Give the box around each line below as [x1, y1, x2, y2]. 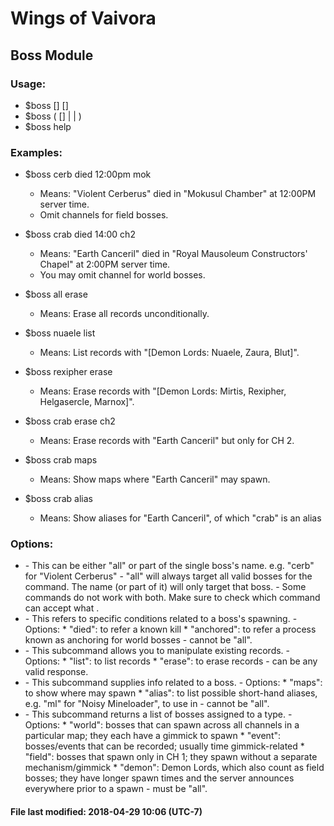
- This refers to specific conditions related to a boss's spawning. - [24, 613, 298, 625]
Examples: [10, 145, 63, 159]
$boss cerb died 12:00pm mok [24, 168, 152, 181]
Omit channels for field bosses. [39, 209, 169, 221]
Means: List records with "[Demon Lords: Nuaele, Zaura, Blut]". [39, 347, 300, 359]
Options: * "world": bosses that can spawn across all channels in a [24, 719, 300, 731]
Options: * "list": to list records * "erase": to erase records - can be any [24, 655, 318, 667]
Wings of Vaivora [10, 7, 157, 30]
